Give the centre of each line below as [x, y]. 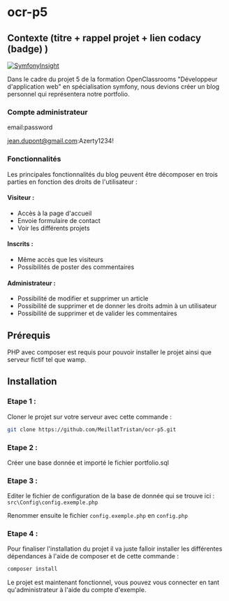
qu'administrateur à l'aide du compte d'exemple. [77, 590]
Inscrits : [20, 244]
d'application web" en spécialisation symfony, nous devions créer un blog [113, 87]
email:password [30, 127]
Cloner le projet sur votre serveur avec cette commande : [90, 417]
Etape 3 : [23, 481]
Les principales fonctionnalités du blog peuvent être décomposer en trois [113, 174]
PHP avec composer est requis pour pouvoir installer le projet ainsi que [109, 352]
